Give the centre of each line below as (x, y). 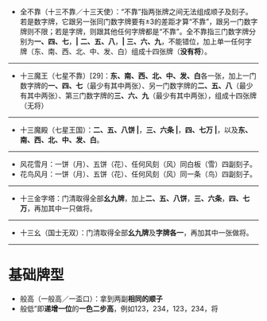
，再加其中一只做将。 (62, 208)
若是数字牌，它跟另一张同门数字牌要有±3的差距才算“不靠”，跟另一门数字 (139, 21)
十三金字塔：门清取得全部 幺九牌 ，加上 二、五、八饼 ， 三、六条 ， (124, 198)
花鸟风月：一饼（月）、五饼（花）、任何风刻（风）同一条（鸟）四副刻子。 (138, 174)
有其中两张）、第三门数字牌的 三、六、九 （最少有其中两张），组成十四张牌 (138, 95)
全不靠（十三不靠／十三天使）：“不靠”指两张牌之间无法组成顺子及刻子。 (136, 12)
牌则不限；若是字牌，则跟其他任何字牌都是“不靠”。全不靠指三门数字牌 (134, 31)
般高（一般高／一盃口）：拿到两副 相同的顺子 (91, 298)
